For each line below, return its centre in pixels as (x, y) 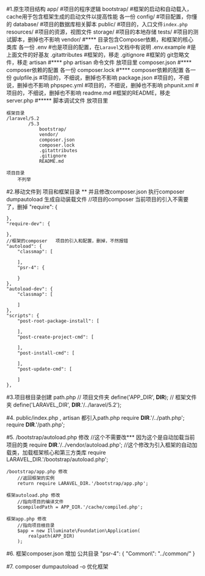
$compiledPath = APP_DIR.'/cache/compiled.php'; (80, 507)
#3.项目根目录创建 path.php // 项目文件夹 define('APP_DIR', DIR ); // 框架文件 (102, 397)
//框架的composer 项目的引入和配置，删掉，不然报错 (67, 241)
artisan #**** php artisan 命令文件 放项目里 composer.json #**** (110, 62)
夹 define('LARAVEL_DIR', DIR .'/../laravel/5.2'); (64, 405)
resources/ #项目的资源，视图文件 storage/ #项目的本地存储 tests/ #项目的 (100, 32)
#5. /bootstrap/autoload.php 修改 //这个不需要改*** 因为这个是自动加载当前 (101, 437)
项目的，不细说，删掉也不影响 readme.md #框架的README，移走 (88, 93)
